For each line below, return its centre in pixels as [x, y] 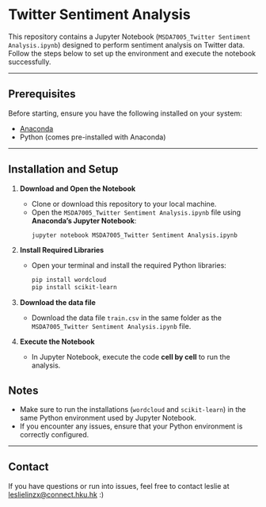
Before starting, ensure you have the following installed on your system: [125, 113]
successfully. [30, 62]
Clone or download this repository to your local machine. [124, 204]
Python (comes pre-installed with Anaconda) [93, 137]
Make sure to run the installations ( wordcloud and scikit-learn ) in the [133, 409]
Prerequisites [42, 94]
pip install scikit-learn [74, 288]
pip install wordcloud [69, 280]
